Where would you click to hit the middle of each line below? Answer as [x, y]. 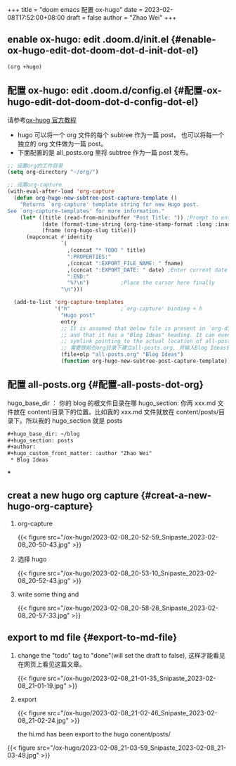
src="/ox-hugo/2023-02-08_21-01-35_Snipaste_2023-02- [132, 678]
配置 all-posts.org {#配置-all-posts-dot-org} [105, 385]
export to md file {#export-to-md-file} [92, 638]
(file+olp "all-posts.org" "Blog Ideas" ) [122, 355]
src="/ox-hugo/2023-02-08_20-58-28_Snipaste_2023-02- [133, 608]
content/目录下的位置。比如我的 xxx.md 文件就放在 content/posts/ [123, 411]
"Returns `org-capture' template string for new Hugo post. [110, 204]
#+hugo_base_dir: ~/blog [44, 434]
